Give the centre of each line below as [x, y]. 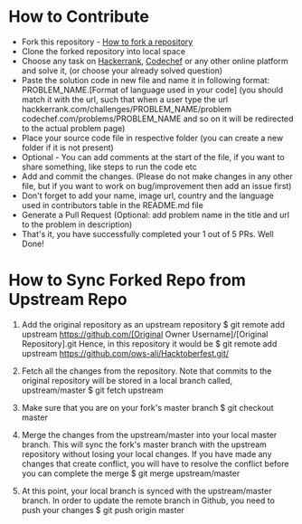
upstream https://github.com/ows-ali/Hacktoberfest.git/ [125, 353]
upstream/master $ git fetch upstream [92, 390]
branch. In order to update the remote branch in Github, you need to [148, 500]
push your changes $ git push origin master [103, 510]
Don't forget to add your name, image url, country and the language [148, 195]
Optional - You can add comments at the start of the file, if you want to [153, 157]
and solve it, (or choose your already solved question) [122, 71]
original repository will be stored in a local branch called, [127, 380]
